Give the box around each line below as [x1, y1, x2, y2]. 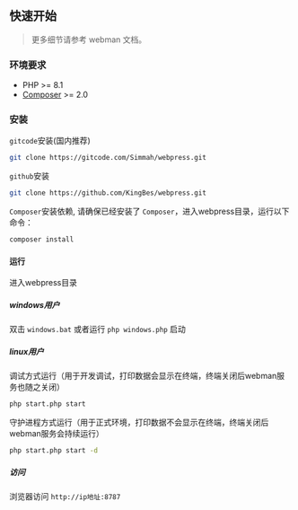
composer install [9, 235, 74, 244]
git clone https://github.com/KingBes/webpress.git [9, 189, 206, 198]
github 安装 [9, 171, 49, 181]
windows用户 [9, 299, 60, 310]
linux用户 [9, 346, 45, 356]
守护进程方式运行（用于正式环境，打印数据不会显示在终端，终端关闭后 [9, 417, 269, 428]
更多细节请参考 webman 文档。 [31, 34, 147, 45]
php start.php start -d [9, 446, 99, 455]
